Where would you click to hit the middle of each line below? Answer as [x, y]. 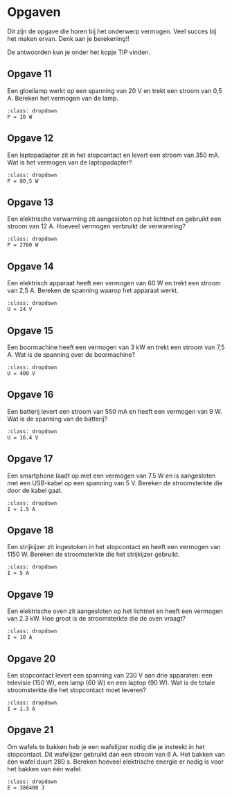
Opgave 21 [30, 730]
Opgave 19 [30, 594]
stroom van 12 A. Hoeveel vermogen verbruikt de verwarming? [96, 226]
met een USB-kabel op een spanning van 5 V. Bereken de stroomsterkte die [115, 483]
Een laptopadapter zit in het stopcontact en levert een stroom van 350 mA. [114, 155]
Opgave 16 [30, 395]
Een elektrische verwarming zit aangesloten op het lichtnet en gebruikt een [114, 219]
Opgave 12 [30, 139]
